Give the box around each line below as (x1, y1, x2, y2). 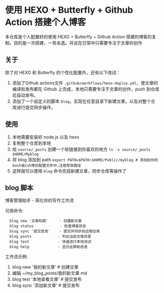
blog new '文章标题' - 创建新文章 (9, 219, 82, 224)
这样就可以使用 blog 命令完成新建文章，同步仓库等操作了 (12, 168, 127, 174)
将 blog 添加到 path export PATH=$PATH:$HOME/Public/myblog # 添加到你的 (12, 157, 158, 162)
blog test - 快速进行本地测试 (9, 239, 92, 245)
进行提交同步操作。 (16, 104, 55, 110)
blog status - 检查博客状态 (9, 224, 87, 229)
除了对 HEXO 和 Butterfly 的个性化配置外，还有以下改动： (5, 69, 121, 75)
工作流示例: (5, 254, 28, 260)
